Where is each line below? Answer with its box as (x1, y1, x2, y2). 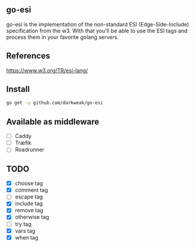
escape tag (14, 193, 43, 200)
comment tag (14, 186, 48, 194)
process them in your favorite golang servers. (6, 33, 119, 41)
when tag (14, 234, 38, 241)
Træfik (14, 139, 32, 146)
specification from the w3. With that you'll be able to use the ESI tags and (6, 27, 188, 34)
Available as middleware (6, 116, 100, 126)
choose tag (14, 180, 43, 187)
